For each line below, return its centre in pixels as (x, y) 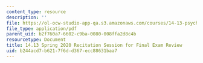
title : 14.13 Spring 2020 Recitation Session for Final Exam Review (94, 46)
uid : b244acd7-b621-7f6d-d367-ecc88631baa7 (62, 51)
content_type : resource (36, 12)
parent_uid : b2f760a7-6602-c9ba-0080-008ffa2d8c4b (71, 34)
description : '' (27, 17)
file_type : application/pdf (42, 28)
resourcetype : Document (36, 40)
